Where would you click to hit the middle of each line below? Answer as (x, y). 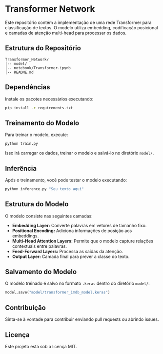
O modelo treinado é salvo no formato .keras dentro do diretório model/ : (77, 283)
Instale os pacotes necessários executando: (49, 99)
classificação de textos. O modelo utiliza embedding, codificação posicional (81, 27)
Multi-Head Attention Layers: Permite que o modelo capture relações (83, 241)
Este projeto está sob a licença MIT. (41, 346)
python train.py (21, 144)
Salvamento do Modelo (41, 272)
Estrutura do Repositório (43, 48)
